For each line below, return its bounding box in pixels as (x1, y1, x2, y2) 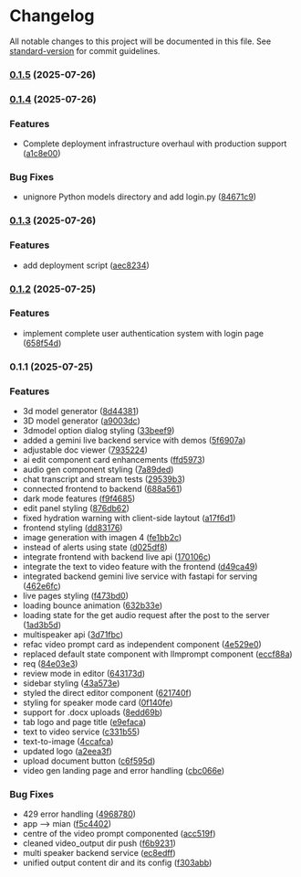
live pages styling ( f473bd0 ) (22, 591, 130, 602)
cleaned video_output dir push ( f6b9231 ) (22, 838, 176, 849)
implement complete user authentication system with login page (22, 327, 265, 338)
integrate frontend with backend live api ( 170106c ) (22, 551, 212, 562)
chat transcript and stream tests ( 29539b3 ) (22, 474, 185, 485)
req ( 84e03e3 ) (22, 658, 78, 669)
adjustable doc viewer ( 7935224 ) (22, 444, 149, 455)
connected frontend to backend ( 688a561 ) (22, 484, 182, 495)
